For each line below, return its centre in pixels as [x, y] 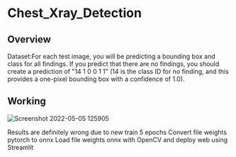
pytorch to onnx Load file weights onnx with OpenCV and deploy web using [118, 139]
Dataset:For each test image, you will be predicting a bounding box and [112, 56]
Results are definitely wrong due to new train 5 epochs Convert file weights [117, 132]
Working [27, 101]
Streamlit [21, 147]
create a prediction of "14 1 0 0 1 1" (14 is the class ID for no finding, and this [118, 71]
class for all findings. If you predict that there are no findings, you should [113, 64]
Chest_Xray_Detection [74, 13]
